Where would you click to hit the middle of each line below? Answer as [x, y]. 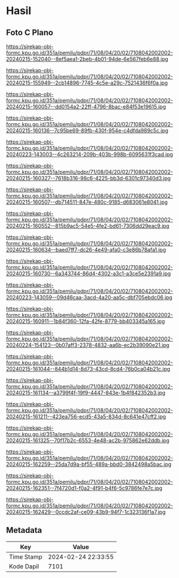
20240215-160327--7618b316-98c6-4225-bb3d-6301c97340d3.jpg [89, 178]
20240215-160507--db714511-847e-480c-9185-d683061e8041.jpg [87, 202]
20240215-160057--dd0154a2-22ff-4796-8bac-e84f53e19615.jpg [86, 107]
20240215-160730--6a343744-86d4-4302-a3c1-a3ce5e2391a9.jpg [89, 273]
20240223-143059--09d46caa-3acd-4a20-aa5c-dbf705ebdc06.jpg [89, 297]
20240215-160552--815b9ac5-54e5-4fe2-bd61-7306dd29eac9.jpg [88, 226]
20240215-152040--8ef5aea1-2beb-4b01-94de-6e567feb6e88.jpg [87, 59]
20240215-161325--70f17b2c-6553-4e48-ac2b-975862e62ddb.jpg [88, 440]
